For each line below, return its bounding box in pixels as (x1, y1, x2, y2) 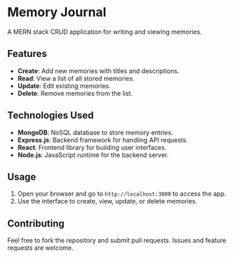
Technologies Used (7, 110, 94, 122)
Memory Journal (7, 4, 107, 20)
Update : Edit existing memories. (17, 82, 111, 90)
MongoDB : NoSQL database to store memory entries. (17, 128, 174, 137)
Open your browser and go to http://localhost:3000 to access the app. (17, 189, 227, 198)
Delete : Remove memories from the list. (17, 89, 133, 97)
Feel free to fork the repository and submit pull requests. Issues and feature (7, 236, 227, 245)
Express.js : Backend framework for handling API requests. (17, 135, 189, 144)
